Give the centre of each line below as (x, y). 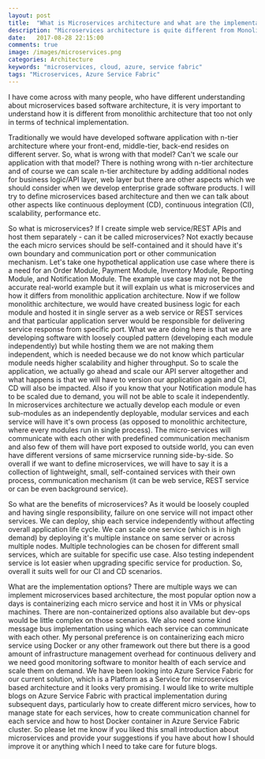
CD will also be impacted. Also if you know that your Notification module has (132, 387)
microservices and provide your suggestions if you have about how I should (131, 738)
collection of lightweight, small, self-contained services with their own (122, 472)
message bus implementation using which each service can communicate (129, 629)
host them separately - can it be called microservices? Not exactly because (131, 236)
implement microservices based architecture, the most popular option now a (132, 595)
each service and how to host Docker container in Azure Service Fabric (124, 721)
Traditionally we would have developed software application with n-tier (123, 137)
